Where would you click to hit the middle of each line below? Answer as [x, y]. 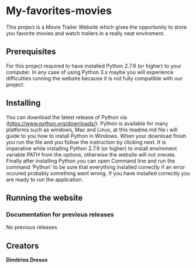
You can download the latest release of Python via [67, 117]
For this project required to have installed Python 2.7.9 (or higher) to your [94, 66]
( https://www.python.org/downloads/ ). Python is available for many [87, 123]
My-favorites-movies [59, 11]
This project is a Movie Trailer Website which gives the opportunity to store [97, 27]
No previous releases [32, 228]
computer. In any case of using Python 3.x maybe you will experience [90, 72]
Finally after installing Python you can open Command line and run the [91, 161]
